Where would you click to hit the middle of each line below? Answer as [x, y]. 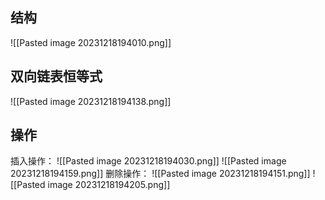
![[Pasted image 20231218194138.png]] [91, 101]
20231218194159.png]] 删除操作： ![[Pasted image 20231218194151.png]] [160, 174]
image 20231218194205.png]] [109, 185]
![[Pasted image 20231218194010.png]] [91, 42]
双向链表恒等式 [56, 76]
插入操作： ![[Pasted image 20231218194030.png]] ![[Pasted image [148, 161]
